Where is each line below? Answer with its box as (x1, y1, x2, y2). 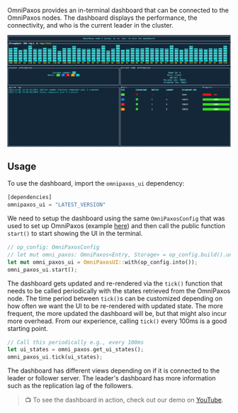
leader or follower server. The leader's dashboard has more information (7, 374, 216, 383)
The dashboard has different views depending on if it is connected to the (7, 366, 220, 375)
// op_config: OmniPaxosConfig (7, 244, 100, 251)
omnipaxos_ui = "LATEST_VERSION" (7, 201, 106, 208)
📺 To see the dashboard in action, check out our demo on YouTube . (24, 396, 224, 404)
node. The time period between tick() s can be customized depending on (7, 294, 223, 302)
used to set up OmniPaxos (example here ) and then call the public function (7, 222, 225, 230)
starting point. (7, 324, 48, 332)
